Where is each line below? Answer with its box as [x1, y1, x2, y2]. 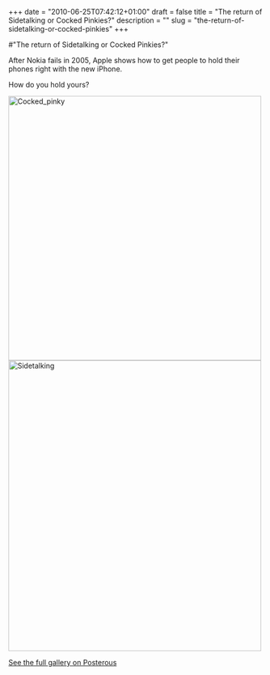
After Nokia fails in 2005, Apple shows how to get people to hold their [8, 56, 240, 65]
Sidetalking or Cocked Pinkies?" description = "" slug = [8, 15, 192, 25]
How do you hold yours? [8, 80, 90, 89]
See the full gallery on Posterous [8, 658, 117, 667]
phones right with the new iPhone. [8, 64, 123, 74]
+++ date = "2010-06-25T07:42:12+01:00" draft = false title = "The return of [8, 7, 263, 16]
